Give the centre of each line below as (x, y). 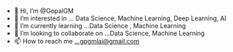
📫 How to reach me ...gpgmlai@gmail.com (76, 41)
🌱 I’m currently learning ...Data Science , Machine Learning (100, 26)
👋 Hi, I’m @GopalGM (44, 11)
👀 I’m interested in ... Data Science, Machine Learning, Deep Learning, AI (120, 18)
